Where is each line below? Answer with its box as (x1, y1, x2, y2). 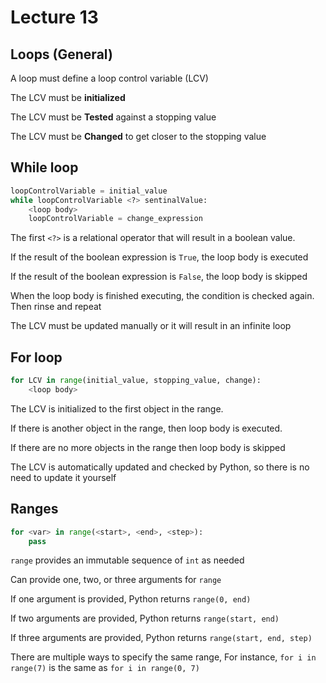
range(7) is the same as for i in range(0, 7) (10, 662, 200, 674)
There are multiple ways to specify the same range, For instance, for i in (10, 651, 317, 663)
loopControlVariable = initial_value (10, 186, 168, 196)
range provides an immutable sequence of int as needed (10, 554, 245, 566)
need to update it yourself (10, 471, 117, 483)
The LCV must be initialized (10, 92, 126, 103)
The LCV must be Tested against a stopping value (10, 111, 217, 123)
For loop (10, 349, 63, 366)
